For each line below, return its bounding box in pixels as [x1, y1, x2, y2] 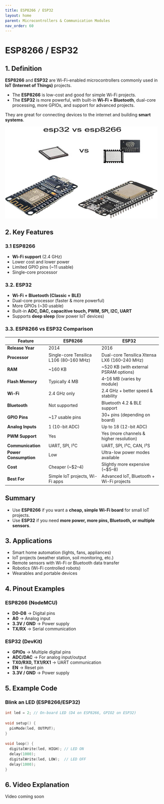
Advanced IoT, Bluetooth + [102, 473, 155, 479]
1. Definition [5, 64, 42, 73]
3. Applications [5, 536, 52, 545]
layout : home [5, 13, 32, 18]
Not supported [48, 402, 78, 408]
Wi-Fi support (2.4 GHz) [12, 254, 62, 259]
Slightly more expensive [102, 462, 150, 467]
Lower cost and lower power [12, 259, 70, 265]
